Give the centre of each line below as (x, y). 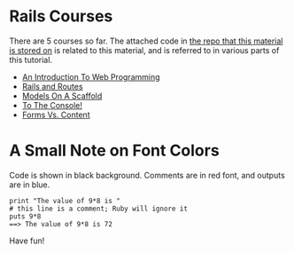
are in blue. (30, 185)
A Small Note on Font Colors (114, 150)
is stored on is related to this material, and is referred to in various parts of (144, 50)
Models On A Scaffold (62, 96)
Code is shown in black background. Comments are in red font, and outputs (147, 175)
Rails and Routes (52, 86)
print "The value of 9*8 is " (65, 201)
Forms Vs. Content (56, 115)
